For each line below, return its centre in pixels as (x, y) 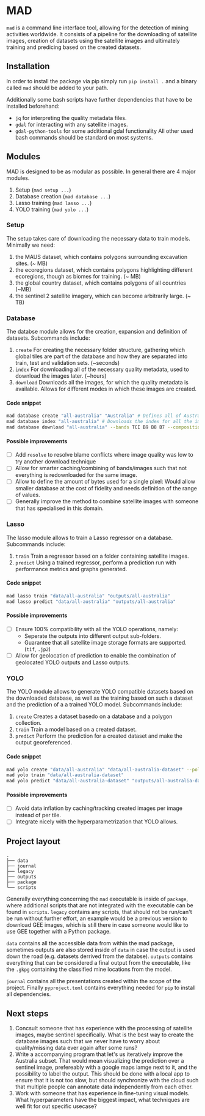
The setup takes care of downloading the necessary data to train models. (98, 238)
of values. (28, 495)
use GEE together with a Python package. (59, 932)
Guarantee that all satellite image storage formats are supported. (106, 642)
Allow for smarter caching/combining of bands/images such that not (101, 468)
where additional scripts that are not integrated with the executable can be (100, 905)
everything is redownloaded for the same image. (76, 475)
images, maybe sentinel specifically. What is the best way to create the (104, 1035)
